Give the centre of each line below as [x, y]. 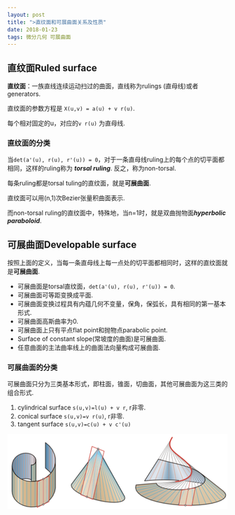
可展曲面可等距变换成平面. [55, 295]
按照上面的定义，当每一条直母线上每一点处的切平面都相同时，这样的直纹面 [114, 263]
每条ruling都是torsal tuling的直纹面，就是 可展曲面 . [79, 183]
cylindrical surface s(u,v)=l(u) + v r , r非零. [81, 408]
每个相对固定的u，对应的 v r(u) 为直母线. [66, 123]
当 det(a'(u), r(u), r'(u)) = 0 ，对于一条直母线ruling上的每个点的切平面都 [116, 160]
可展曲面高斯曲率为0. [48, 321]
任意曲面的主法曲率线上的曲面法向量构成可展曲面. [89, 348]
